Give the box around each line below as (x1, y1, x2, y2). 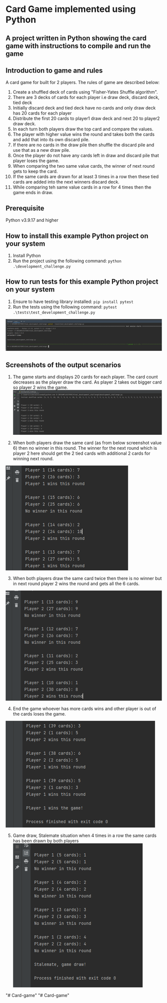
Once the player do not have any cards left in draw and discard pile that (12, 153, 159, 159)
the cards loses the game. (12, 711, 66, 717)
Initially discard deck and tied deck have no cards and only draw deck (12, 105, 156, 111)
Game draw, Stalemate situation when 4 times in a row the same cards (12, 832, 157, 839)
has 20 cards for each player (12, 110, 72, 116)
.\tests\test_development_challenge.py (12, 310, 96, 315)
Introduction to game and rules (5, 66, 103, 75)
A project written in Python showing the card (5, 34, 147, 42)
